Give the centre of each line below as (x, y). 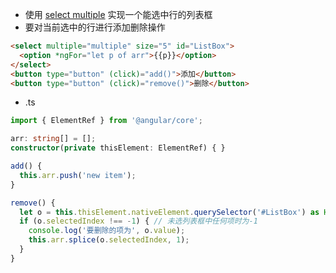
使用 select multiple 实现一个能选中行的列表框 (118, 14)
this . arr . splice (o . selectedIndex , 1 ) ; (109, 240)
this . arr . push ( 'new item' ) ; (78, 175)
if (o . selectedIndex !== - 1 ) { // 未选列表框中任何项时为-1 (138, 221)
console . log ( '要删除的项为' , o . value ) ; (107, 231)
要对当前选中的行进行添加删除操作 (95, 27)
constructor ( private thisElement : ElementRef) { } (118, 148)
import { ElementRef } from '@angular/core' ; (106, 121)
